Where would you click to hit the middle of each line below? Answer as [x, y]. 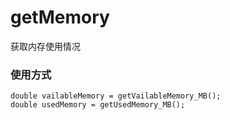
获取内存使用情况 [45, 46]
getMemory [60, 17]
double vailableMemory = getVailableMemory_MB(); [116, 96]
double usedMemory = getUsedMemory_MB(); [98, 105]
